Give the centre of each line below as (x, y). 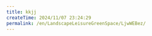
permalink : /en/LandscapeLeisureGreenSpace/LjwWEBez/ (76, 23)
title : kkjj (21, 12)
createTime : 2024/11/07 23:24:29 (49, 18)
